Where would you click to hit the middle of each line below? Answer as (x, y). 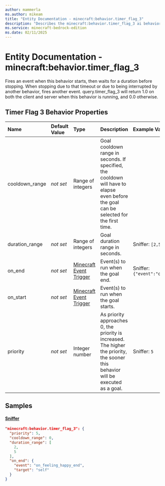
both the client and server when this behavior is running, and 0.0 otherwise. (82, 97)
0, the (107, 327)
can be (108, 208)
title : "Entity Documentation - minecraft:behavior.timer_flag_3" (74, 19)
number (82, 354)
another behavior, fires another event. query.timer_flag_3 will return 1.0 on (80, 91)
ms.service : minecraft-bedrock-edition (46, 28)
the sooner (113, 357)
